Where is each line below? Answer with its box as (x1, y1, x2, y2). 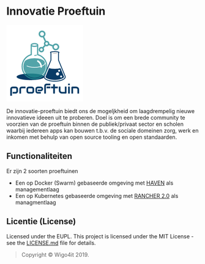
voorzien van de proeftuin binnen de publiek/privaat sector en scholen (6, 120, 184, 128)
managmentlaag (15, 199, 56, 206)
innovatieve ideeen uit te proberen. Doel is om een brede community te (6, 114, 185, 121)
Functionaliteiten (6, 151, 72, 161)
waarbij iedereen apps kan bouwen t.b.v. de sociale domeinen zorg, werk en (6, 127, 199, 134)
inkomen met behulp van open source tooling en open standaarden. (6, 133, 177, 141)
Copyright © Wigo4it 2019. (21, 251, 90, 258)
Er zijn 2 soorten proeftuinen (6, 167, 78, 175)
